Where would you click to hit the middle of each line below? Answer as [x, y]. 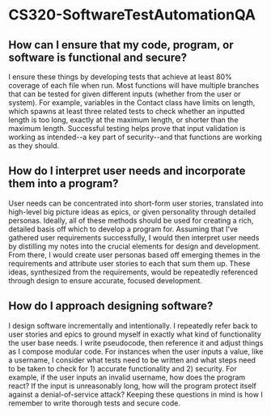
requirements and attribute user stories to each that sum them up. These [129, 263]
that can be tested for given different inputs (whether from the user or [125, 94]
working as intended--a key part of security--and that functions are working [135, 137]
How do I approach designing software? [111, 306]
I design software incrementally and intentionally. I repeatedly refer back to [133, 325]
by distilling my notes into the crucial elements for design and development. [134, 246]
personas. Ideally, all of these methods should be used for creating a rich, [131, 220]
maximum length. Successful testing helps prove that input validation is [127, 128]
